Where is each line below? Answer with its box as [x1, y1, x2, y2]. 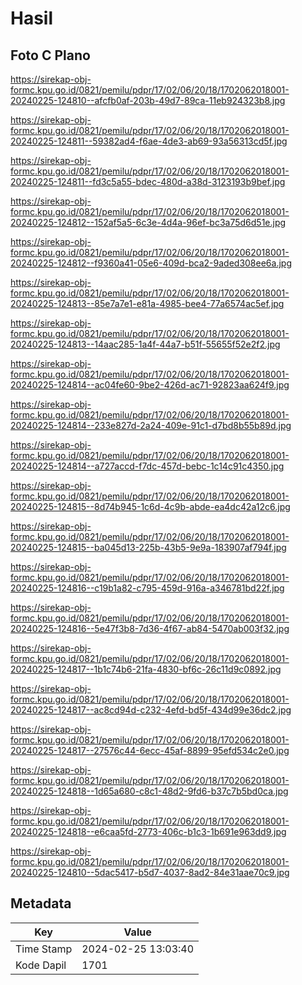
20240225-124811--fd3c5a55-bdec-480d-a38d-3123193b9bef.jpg [10, 176, 286, 187]
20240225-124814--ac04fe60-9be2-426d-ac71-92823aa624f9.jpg [10, 379, 290, 391]
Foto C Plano [10, 47, 91, 64]
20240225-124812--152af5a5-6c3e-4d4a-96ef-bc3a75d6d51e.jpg [10, 217, 287, 228]
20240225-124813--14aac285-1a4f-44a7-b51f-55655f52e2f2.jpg [10, 338, 281, 350]
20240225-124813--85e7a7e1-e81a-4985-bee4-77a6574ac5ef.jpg [10, 298, 285, 309]
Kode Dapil [15, 958, 67, 972]
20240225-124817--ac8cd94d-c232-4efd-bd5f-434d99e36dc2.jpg [10, 704, 292, 716]
